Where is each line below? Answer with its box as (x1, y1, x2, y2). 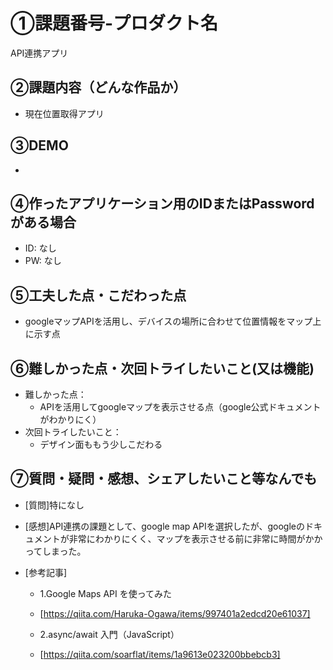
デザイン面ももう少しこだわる (39, 439, 163, 450)
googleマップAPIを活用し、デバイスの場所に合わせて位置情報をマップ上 (24, 315, 322, 328)
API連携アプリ (10, 47, 69, 59)
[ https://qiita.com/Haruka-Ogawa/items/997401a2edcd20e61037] (39, 607, 311, 619)
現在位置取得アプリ (24, 107, 105, 119)
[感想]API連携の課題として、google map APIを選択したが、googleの (24, 520, 305, 532)
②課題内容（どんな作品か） (10, 79, 187, 96)
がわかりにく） (39, 414, 102, 425)
